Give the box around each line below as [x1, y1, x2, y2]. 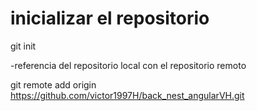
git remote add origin [10, 78, 97, 91]
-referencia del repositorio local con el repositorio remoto [10, 59, 247, 71]
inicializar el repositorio [10, 7, 210, 30]
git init [10, 40, 37, 52]
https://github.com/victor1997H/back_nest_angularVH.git [10, 89, 245, 101]
